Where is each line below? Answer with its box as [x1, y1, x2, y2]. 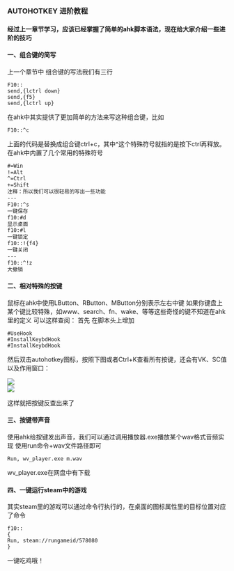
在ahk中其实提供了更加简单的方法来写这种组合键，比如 [7, 113, 164, 121]
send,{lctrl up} [7, 100, 54, 107]
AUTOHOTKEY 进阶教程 [7, 6, 88, 15]
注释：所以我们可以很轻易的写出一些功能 [7, 188, 106, 196]
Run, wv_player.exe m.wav [7, 455, 82, 462]
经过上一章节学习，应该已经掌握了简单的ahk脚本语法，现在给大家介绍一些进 [7, 24, 226, 33]
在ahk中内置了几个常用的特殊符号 [7, 148, 103, 157]
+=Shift [7, 182, 30, 189]
